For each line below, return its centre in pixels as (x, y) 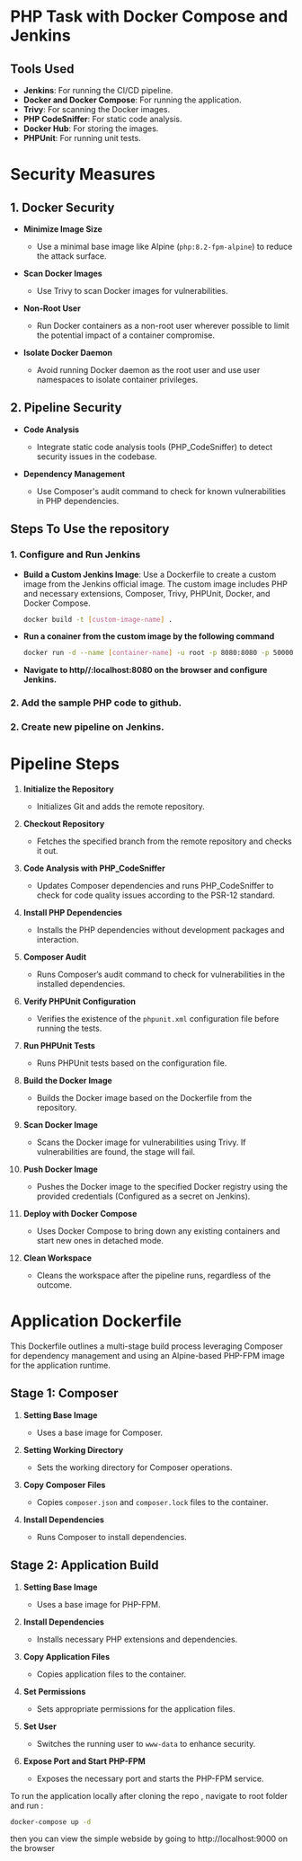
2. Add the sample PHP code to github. (96, 703)
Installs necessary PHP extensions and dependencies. (137, 1639)
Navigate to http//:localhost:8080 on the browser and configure (145, 670)
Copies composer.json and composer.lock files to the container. (152, 1502)
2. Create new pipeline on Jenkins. (87, 727)
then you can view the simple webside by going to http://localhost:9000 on (149, 1839)
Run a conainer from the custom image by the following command (149, 636)
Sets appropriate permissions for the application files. (136, 1708)
